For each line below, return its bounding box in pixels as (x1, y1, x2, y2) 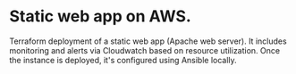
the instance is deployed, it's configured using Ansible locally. (9, 54, 237, 65)
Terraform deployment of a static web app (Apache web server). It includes (9, 36, 288, 46)
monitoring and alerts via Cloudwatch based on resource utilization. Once (9, 45, 280, 55)
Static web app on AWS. (9, 6, 192, 27)
